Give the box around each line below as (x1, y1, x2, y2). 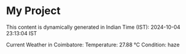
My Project (6, 4, 61, 18)
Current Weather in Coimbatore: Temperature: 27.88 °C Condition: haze (6, 41, 180, 48)
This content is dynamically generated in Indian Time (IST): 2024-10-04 (6, 23, 181, 31)
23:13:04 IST (6, 29, 37, 36)
